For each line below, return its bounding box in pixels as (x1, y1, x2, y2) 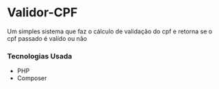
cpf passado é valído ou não (7, 34, 88, 42)
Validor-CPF (7, 5, 78, 20)
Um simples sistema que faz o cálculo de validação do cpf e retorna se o (7, 27, 213, 35)
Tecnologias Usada (7, 51, 73, 60)
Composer (16, 74, 47, 82)
